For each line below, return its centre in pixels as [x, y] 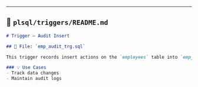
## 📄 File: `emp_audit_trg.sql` [46, 46]
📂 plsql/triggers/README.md [57, 22]
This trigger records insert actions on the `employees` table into [92, 57]
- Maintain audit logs [34, 79]
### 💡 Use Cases [26, 68]
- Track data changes [33, 73]
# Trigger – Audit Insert [38, 36]
